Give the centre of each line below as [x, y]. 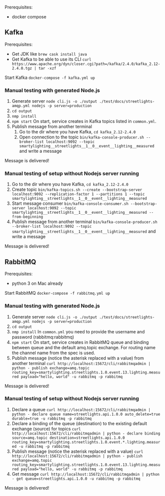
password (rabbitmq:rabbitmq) [43, 337]
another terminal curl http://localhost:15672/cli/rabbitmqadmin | [81, 363]
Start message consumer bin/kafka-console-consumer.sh [70, 203]
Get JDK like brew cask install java [49, 54]
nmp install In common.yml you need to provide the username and [78, 331]
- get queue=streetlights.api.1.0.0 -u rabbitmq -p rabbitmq [76, 479]
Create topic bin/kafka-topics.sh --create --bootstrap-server [77, 189]
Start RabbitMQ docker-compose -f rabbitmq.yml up [57, 293]
